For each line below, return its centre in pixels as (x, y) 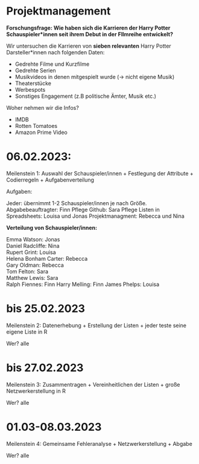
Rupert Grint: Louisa (31, 252)
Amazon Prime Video (41, 132)
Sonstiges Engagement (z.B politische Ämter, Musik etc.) (86, 96)
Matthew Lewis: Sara (32, 278)
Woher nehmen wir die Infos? (43, 107)
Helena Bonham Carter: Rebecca (47, 258)
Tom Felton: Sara (27, 271)
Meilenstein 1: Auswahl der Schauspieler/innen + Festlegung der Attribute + (100, 173)
